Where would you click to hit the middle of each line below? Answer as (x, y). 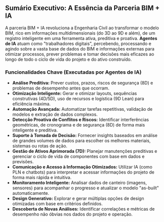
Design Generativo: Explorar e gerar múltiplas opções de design (78, 199)
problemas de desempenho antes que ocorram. (61, 88)
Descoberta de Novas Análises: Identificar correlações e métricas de (83, 209)
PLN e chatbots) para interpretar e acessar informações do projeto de (83, 172)
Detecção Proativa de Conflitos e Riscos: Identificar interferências (81, 120)
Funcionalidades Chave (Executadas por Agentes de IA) (73, 72)
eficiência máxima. (31, 104)
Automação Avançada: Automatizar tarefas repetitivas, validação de (82, 109)
